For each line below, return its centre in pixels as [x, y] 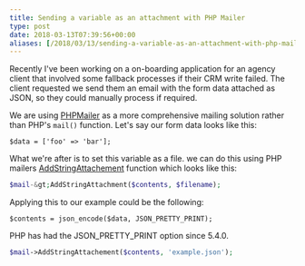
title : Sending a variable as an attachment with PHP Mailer [128, 18]
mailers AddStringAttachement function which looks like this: [123, 168]
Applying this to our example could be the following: [107, 202]
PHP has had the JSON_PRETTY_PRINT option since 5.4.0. [119, 236]
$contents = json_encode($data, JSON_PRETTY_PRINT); [111, 219]
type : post [30, 26]
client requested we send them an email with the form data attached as [142, 88]
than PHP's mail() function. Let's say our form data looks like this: [133, 125]
